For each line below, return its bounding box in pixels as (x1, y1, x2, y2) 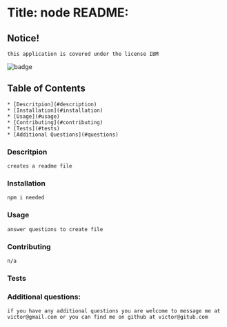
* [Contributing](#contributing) (7, 119, 103, 126)
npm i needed (7, 195, 45, 201)
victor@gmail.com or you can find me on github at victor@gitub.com (7, 314, 208, 321)
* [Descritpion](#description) (7, 101, 97, 108)
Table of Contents (7, 83, 86, 95)
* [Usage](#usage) (7, 112, 60, 120)
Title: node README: (7, 5, 129, 21)
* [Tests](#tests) (7, 125, 60, 132)
